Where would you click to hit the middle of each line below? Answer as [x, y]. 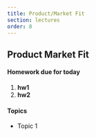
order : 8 [20, 26]
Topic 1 [27, 126]
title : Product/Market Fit [46, 13]
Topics [17, 111]
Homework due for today [44, 72]
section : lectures [33, 20]
